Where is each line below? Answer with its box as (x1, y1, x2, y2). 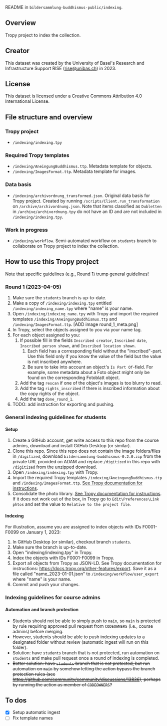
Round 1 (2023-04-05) (5, 283, 61, 290)
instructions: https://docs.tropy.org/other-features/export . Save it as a (12, 566, 156, 572)
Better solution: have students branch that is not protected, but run (12, 660, 150, 666)
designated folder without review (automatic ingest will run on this (12, 639, 149, 645)
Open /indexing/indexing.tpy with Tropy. (12, 469, 98, 475)
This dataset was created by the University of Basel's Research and (5, 60, 145, 66)
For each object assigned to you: (12, 332, 80, 338)
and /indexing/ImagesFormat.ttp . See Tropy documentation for (12, 480, 143, 486)
